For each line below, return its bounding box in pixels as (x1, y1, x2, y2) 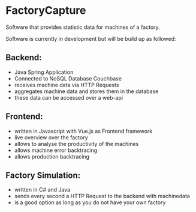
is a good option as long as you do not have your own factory (14, 199, 166, 206)
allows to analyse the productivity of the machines (14, 140, 139, 147)
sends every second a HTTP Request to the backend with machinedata (14, 193, 190, 200)
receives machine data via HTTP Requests (14, 81, 119, 88)
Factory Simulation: (5, 170, 81, 180)
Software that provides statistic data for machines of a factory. (5, 23, 160, 31)
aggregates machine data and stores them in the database (14, 88, 159, 95)
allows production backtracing (14, 153, 90, 160)
